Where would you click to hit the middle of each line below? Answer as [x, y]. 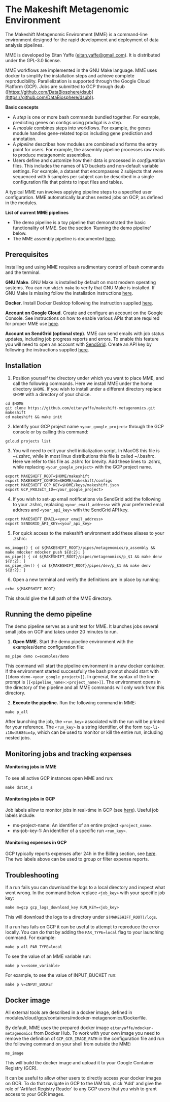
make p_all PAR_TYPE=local [34, 947]
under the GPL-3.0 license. [33, 60]
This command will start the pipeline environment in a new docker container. [85, 666]
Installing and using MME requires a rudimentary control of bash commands [84, 267]
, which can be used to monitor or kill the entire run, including [99, 732]
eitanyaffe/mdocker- [132, 1028]
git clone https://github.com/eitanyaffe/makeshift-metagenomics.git [80, 408]
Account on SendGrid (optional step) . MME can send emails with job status [85, 333]
